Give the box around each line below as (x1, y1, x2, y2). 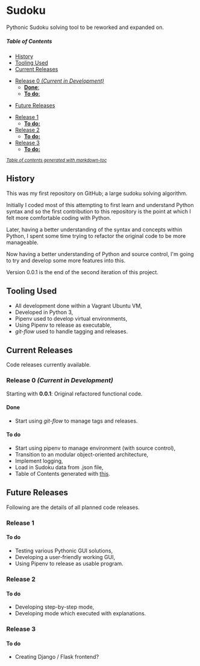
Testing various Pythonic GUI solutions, (14, 547, 113, 554)
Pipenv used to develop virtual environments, (14, 315, 128, 322)
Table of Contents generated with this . (14, 470, 110, 478)
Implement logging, (14, 457, 63, 465)
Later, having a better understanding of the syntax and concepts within (6, 226, 183, 233)
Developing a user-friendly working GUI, (14, 553, 116, 560)
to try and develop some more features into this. (6, 257, 126, 264)
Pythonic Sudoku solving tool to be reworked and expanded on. (6, 24, 164, 31)
